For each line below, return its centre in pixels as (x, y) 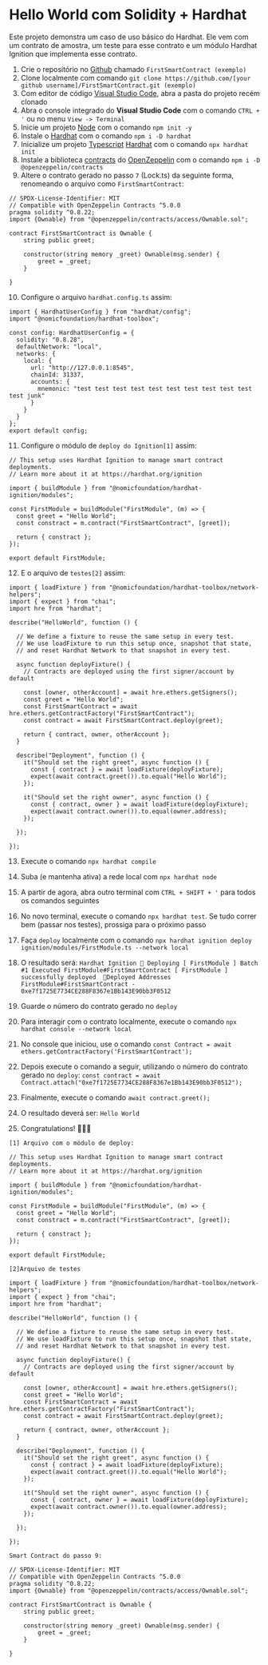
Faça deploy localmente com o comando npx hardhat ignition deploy (136, 940)
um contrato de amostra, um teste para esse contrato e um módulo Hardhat (133, 45)
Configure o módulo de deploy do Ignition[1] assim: (109, 445)
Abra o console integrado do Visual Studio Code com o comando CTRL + (140, 110)
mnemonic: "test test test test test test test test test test (145, 388)
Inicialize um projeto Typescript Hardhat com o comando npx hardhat (134, 144)
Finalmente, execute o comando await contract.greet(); (115, 1097)
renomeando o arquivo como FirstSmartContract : (102, 183)
